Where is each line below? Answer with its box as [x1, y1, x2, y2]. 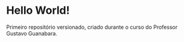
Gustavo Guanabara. [6, 29, 57, 37]
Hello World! [6, 4, 70, 17]
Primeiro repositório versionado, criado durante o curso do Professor [6, 23, 178, 31]
